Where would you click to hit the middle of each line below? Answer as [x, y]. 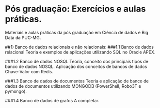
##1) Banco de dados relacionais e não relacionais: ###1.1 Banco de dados [80, 47]
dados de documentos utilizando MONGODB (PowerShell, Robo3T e [73, 86]
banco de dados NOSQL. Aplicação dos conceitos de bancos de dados [76, 67]
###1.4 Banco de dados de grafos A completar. [52, 100]
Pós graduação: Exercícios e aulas [76, 9]
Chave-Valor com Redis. [29, 71]
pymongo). [16, 91]
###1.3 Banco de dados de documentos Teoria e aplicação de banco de [77, 81]
